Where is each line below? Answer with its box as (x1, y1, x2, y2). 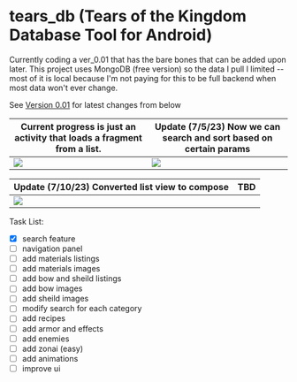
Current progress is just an (20, 120, 137, 133)
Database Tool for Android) (9, 25, 213, 45)
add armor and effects (21, 323, 104, 333)
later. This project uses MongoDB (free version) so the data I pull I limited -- (9, 64, 285, 74)
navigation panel (21, 243, 83, 254)
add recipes (21, 313, 66, 324)
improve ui (21, 363, 61, 373)
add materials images (21, 264, 101, 274)
